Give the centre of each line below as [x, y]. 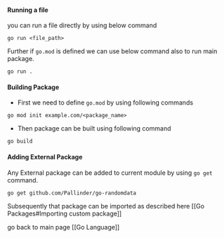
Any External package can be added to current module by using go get [110, 173]
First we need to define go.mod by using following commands [105, 103]
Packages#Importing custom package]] [65, 213]
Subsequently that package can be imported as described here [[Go [106, 206]
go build [20, 141]
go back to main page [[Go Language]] [64, 227]
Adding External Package [45, 157]
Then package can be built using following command [94, 128]
